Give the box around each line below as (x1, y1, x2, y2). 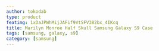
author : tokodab (6, 8, 46, 15)
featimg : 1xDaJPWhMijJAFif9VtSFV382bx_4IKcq (6, 19, 119, 25)
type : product (6, 14, 42, 20)
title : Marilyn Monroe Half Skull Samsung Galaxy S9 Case (6, 25, 153, 31)
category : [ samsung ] (6, 36, 58, 42)
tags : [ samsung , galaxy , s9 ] (6, 30, 79, 36)
